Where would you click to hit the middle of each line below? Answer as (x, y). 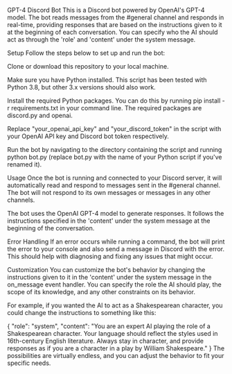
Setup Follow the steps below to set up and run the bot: (86, 53)
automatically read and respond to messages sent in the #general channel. (114, 185)
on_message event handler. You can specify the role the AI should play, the (114, 284)
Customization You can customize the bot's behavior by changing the (106, 270)
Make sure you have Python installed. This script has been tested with (107, 80)
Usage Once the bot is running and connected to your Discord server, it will (115, 178)
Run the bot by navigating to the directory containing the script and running (115, 150)
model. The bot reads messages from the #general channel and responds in (116, 17)
